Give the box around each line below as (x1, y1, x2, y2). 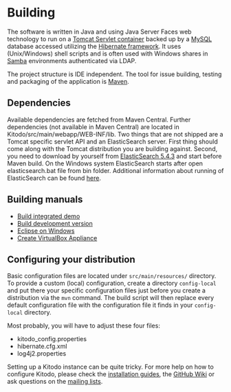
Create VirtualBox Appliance (16, 233, 98, 242)
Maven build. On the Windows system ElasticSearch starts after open (7, 159, 203, 168)
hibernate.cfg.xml (16, 342, 67, 351)
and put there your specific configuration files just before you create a (7, 286, 206, 295)
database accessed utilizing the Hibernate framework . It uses (7, 42, 181, 50)
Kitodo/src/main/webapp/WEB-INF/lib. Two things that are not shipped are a (7, 130, 223, 138)
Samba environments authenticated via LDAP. (7, 56, 137, 65)
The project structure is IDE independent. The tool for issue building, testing (7, 70, 222, 78)
